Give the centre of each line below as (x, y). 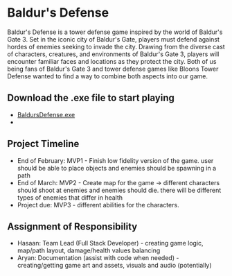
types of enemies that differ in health (70, 197)
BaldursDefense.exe (46, 114)
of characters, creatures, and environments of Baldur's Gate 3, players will (113, 54)
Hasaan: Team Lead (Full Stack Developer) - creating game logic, (110, 243)
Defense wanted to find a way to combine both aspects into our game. (108, 76)
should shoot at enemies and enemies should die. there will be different (119, 190)
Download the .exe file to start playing (91, 98)
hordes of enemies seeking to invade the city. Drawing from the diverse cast (116, 46)
